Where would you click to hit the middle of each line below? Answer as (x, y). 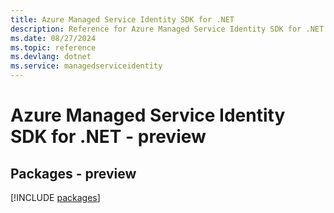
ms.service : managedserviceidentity (86, 66)
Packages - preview (73, 173)
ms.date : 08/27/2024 (53, 38)
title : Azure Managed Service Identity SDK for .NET (122, 19)
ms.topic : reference (53, 47)
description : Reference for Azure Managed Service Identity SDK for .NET (167, 29)
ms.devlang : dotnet (51, 57)
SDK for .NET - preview (108, 137)
